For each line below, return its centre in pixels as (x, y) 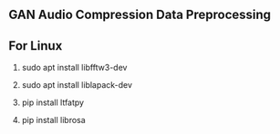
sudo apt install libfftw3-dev (74, 68)
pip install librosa (53, 120)
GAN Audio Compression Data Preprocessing (140, 15)
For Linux (36, 46)
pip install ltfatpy (52, 102)
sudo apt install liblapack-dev (77, 85)
